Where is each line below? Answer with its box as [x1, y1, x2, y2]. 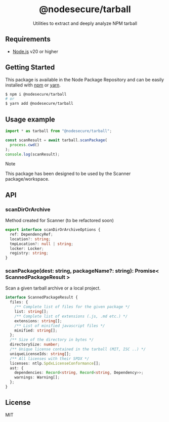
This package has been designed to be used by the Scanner [5, 171, 131, 177]
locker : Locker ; [10, 246, 44, 251]
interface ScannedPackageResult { [5, 295, 78, 300]
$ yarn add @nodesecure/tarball [5, 101, 73, 106]
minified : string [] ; [14, 328, 58, 333]
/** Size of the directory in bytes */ [10, 337, 94, 343]
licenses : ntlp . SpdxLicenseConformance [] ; [10, 361, 101, 366]
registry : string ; [10, 250, 49, 256]
